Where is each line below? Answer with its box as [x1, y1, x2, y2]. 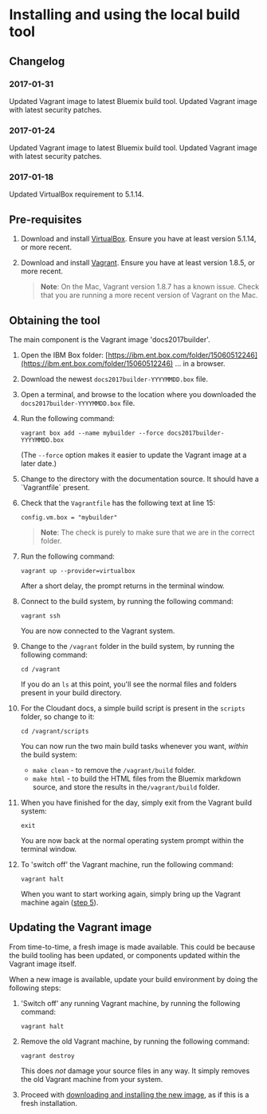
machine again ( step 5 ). [20, 897, 99, 908]
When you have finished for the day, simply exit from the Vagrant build [20, 798, 253, 808]
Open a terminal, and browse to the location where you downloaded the [20, 390, 257, 400]
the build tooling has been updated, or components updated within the [9, 950, 241, 960]
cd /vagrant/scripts [20, 727, 89, 736]
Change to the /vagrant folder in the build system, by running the [20, 642, 235, 651]
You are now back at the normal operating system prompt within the [20, 836, 244, 845]
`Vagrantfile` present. [20, 483, 91, 492]
